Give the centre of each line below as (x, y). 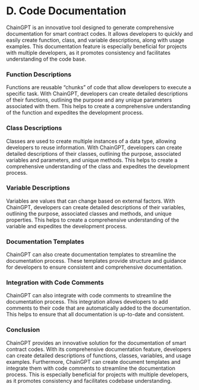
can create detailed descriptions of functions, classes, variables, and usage (99, 356)
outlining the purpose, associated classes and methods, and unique (89, 213)
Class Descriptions (34, 128)
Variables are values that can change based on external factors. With (91, 201)
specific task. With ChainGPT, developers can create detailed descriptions (97, 94)
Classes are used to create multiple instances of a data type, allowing (91, 141)
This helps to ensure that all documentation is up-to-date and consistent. (95, 314)
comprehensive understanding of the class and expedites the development (98, 166)
